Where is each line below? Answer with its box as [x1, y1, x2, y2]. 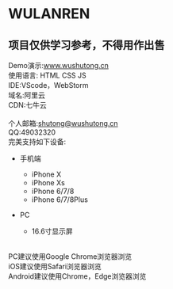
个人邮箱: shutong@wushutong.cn [8, 119, 118, 127]
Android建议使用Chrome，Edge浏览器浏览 [8, 272, 147, 281]
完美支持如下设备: [8, 137, 67, 146]
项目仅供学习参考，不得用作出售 [8, 38, 165, 51]
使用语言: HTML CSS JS [8, 70, 87, 80]
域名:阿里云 [8, 90, 46, 100]
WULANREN [8, 5, 90, 23]
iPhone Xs [31, 178, 65, 187]
